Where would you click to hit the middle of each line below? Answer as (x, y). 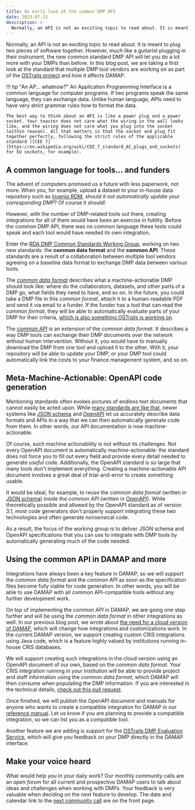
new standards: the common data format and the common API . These (91, 250)
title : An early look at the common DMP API (61, 11)
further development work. (38, 598)
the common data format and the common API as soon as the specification (96, 580)
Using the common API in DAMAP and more (86, 559)
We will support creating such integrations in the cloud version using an (92, 658)
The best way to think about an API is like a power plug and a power (93, 116)
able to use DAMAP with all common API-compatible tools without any (90, 592)
